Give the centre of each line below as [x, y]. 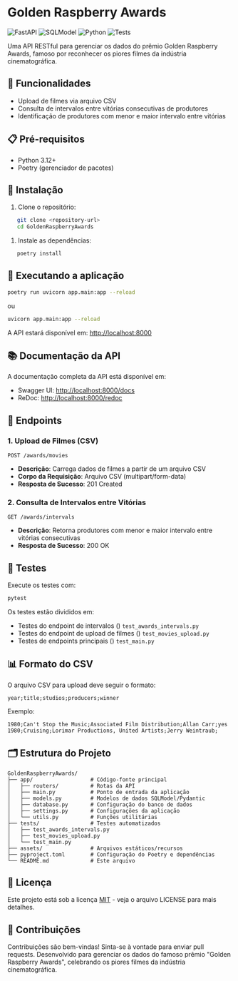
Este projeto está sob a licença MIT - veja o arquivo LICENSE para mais [112, 900]
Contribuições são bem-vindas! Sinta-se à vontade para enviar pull [106, 947]
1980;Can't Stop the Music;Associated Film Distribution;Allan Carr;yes [118, 724]
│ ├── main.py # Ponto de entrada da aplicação [99, 792]
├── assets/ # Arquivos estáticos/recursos [95, 848]
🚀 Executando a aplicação [66, 276]
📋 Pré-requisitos [46, 139]
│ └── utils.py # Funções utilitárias [83, 817]
